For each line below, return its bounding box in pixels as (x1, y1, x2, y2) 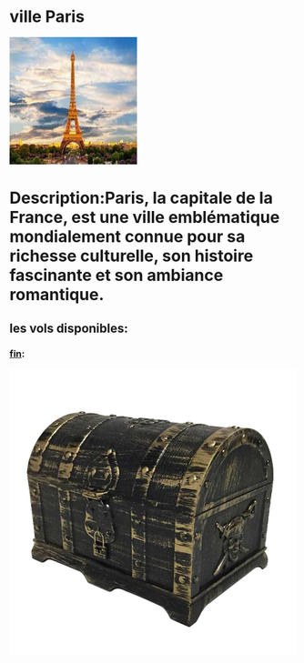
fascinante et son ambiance (9, 266, 224, 286)
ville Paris (9, 6, 85, 27)
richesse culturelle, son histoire (9, 246, 254, 266)
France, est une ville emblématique (9, 207, 280, 228)
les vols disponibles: (9, 320, 129, 336)
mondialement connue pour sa (9, 226, 246, 247)
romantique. (9, 285, 105, 306)
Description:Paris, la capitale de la (9, 188, 273, 208)
